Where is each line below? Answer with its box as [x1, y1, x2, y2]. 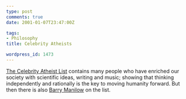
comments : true [6, 14, 43, 20]
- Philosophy [6, 36, 38, 42]
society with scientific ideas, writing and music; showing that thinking [6, 74, 174, 81]
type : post [6, 8, 33, 15]
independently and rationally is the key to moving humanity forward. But [6, 80, 180, 87]
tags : [6, 30, 19, 36]
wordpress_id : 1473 [6, 52, 54, 57]
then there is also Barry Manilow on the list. [6, 86, 111, 93]
